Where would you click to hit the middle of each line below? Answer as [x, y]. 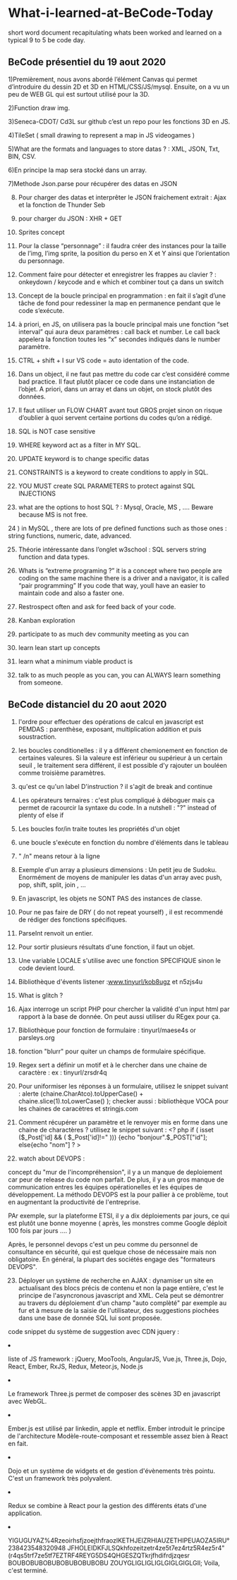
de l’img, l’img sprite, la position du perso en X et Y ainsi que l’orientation [124, 253]
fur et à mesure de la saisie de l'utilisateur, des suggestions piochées [119, 1310]
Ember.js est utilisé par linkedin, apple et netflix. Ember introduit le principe [116, 1428]
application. [25, 1513]
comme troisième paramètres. [62, 773]
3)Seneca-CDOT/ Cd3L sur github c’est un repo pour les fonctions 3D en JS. [119, 121]
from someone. [40, 682]
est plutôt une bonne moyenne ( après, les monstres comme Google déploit [118, 1223]
